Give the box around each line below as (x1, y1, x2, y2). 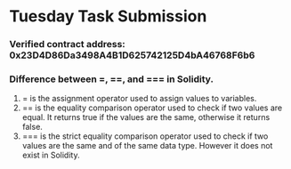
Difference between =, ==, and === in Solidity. (9, 73, 214, 85)
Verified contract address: (9, 38, 126, 51)
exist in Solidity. (21, 149, 80, 161)
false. (21, 122, 43, 133)
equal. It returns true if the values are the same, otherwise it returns (21, 112, 271, 123)
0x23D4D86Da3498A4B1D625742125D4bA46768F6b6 (9, 49, 255, 61)
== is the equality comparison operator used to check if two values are (21, 102, 283, 113)
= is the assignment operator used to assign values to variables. (21, 93, 257, 104)
